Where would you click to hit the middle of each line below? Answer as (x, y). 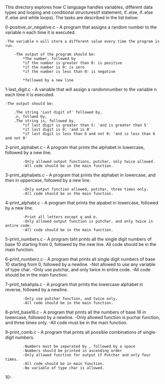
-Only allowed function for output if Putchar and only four (87, 355)
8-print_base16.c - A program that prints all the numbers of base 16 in (76, 312)
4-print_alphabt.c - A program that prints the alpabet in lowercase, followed (82, 203)
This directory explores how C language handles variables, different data (79, 7)
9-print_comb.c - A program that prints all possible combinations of (73, 332)
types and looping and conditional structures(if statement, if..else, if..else (79, 12)
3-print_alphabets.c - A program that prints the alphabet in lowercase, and (81, 175)
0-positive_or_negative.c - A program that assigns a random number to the (81, 27)
